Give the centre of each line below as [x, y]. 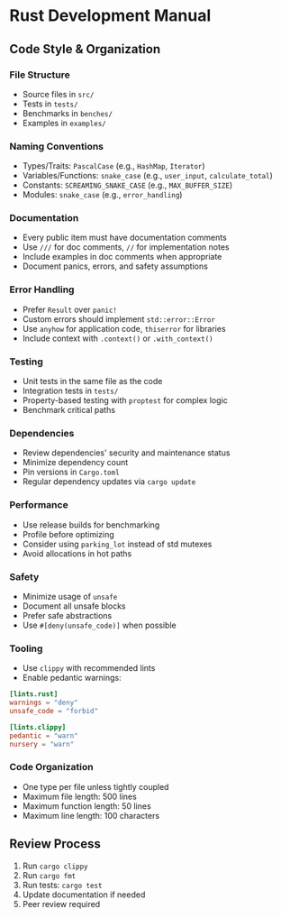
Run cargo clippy [55, 866]
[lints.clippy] [38, 727]
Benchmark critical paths [68, 410]
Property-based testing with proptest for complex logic [125, 400]
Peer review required [61, 904]
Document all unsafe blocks [74, 606]
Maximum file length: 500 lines [79, 796]
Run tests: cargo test [62, 885]
